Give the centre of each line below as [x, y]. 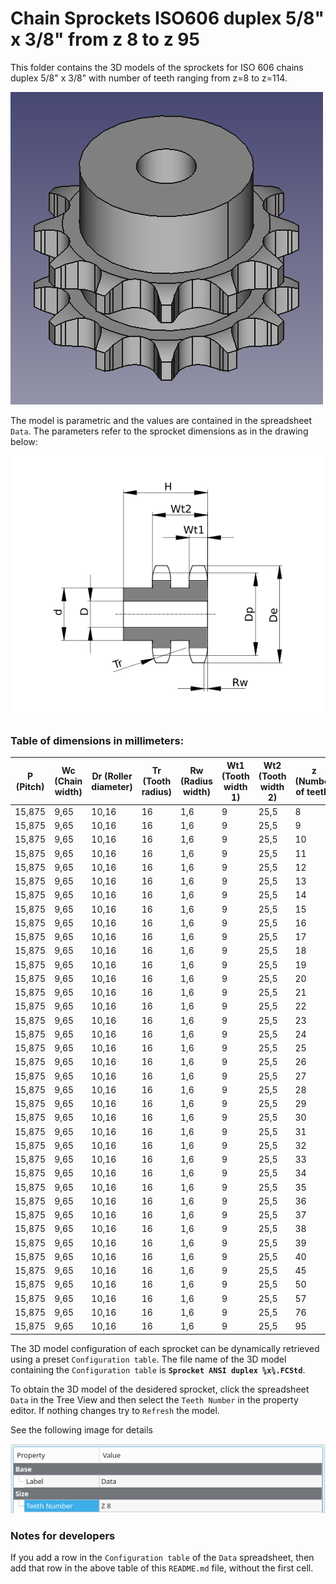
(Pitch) [30, 786]
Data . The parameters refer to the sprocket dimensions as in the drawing [159, 431]
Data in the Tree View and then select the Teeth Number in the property [154, 1399]
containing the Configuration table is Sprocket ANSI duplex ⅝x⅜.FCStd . [158, 1369]
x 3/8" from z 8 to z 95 [105, 39]
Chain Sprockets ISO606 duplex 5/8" [167, 18]
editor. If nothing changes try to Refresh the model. [115, 1410]
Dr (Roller [112, 776]
